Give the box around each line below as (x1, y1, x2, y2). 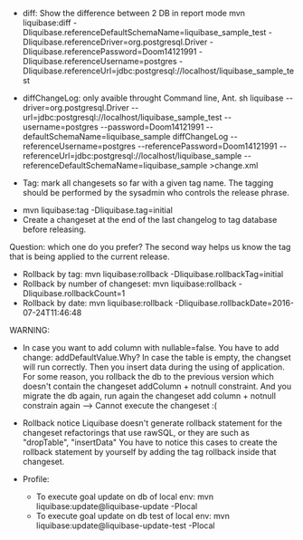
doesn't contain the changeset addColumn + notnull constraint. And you (22, 381, 292, 391)
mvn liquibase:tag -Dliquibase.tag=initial (22, 205, 174, 216)
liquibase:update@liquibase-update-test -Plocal (35, 520, 215, 531)
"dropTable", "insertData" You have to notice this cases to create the (22, 437, 278, 448)
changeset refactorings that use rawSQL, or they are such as (22, 428, 251, 438)
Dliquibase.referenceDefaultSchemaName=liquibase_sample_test (22, 27, 267, 37)
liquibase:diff (22, 17, 71, 28)
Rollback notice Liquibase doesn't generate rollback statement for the (22, 418, 283, 429)
